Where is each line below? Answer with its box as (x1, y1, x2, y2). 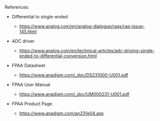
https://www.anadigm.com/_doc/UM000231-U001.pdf (19, 91, 130, 97)
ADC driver (11, 38, 35, 44)
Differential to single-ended (11, 14, 68, 19)
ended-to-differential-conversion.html (19, 53, 97, 59)
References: (4, 4, 29, 10)
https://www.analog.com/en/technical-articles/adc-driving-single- (19, 48, 155, 53)
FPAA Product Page (11, 101, 53, 107)
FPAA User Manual (11, 81, 51, 87)
